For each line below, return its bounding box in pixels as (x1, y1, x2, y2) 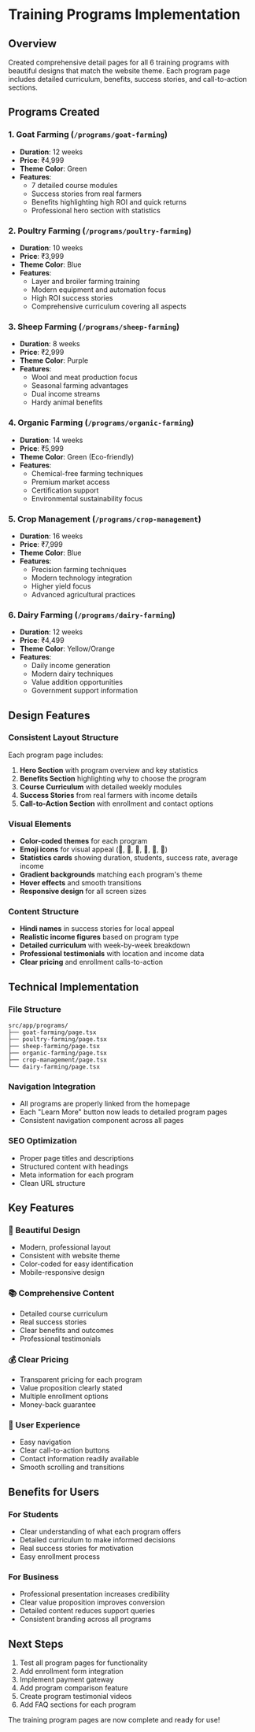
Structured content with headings (19, 1161, 128, 1171)
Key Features (8, 1202, 75, 1215)
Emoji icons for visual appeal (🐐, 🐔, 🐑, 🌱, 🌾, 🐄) (19, 844, 168, 855)
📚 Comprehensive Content (8, 1288, 115, 1299)
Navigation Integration (8, 1081, 96, 1092)
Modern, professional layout (19, 1243, 112, 1252)
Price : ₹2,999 (19, 348, 65, 357)
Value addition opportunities (31, 678, 124, 687)
